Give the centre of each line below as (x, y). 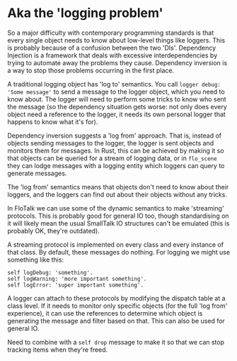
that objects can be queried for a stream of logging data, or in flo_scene (112, 158)
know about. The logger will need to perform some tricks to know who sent (117, 99)
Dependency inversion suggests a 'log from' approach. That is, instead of (115, 135)
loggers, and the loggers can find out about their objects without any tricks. (117, 194)
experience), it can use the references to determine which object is (105, 313)
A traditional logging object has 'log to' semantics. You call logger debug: (114, 84)
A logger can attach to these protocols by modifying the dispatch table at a (116, 298)
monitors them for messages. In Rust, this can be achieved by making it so (116, 150)
